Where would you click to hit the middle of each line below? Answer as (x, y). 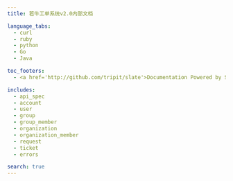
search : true (26, 167)
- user (23, 109)
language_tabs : (29, 26)
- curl (23, 33)
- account (27, 103)
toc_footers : (26, 71)
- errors (26, 154)
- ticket (26, 148)
